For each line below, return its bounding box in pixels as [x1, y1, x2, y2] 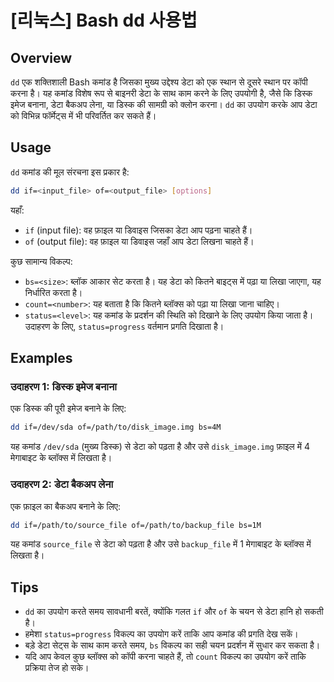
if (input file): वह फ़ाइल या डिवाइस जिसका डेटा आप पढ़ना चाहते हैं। [24, 224, 253, 236]
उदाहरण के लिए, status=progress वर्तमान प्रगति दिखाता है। [24, 320, 225, 332]
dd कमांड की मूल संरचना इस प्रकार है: [10, 166, 130, 178]
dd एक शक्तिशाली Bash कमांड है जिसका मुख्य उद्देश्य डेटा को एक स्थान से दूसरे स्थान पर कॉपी [10, 76, 308, 88]
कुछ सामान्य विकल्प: [10, 255, 73, 267]
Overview [10, 49, 73, 66]
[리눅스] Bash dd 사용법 [10, 9, 198, 32]
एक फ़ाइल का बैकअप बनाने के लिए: [10, 500, 121, 512]
